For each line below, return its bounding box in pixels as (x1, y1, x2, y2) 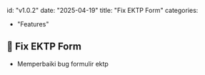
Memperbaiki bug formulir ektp (16, 59, 109, 68)
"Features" (16, 20, 49, 28)
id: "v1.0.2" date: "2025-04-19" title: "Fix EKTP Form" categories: (6, 6, 199, 14)
